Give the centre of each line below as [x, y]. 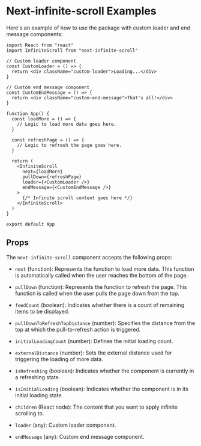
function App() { [28, 113]
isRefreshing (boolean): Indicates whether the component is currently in [104, 371]
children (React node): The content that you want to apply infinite [96, 407]
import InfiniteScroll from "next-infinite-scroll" [72, 50]
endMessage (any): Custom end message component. [79, 436]
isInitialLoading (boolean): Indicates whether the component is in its [102, 389]
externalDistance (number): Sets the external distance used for [93, 353]
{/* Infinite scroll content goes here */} [77, 198]
